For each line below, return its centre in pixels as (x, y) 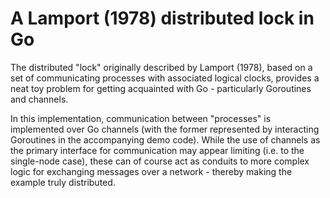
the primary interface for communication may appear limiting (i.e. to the (157, 150)
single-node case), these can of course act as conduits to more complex (160, 161)
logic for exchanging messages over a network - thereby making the (151, 171)
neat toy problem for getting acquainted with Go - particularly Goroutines (161, 88)
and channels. (39, 99)
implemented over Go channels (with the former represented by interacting (165, 129)
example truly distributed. (63, 182)
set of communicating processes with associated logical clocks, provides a (165, 78)
